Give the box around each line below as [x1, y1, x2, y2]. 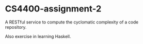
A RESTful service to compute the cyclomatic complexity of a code [5, 19, 139, 25]
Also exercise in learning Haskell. [5, 33, 71, 39]
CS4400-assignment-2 [5, 3, 102, 14]
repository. [5, 24, 27, 30]
